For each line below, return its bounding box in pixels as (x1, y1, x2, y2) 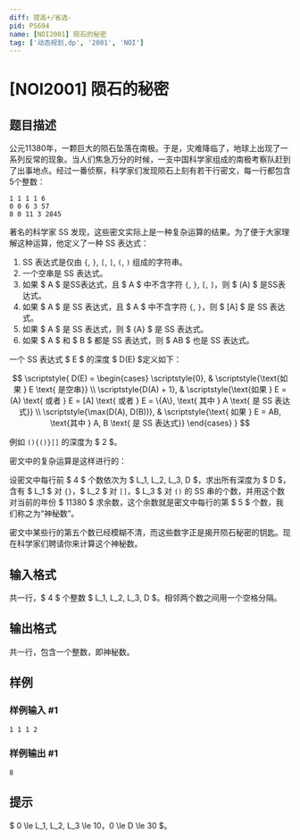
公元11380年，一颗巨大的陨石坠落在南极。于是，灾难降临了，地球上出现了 (9, 143, 281, 154)
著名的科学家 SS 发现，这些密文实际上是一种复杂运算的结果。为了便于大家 (9, 227, 282, 238)
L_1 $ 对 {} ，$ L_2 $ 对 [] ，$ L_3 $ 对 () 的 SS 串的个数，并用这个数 (34, 486, 286, 497)
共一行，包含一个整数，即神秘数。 (9, 646, 135, 657)
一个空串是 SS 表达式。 (21, 268, 108, 279)
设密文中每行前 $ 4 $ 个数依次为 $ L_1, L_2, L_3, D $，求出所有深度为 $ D (9, 475, 276, 485)
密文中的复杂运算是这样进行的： (9, 456, 127, 466)
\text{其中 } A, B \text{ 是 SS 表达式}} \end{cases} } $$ (50, 417, 250, 429)
